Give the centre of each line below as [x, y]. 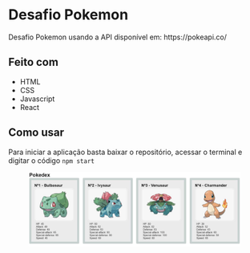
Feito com [33, 62]
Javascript [37, 99]
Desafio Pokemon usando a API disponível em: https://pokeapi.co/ [117, 37]
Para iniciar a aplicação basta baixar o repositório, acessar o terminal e [125, 152]
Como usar [36, 133]
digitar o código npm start [51, 160]
